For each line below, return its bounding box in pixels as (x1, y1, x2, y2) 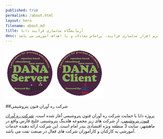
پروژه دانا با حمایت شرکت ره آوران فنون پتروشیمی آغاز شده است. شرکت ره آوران (5, 113, 155, 119)
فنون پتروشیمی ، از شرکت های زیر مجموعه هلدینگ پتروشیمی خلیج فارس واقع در (5, 118, 149, 123)
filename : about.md (5, 23, 45, 28)
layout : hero (5, 18, 32, 23)
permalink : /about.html (5, 13, 54, 18)
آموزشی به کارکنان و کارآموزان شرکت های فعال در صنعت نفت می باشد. (5, 128, 136, 134)
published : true (5, 8, 38, 13)
